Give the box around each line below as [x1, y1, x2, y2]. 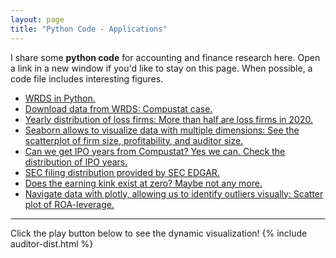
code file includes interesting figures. [10, 72, 164, 85]
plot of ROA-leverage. [24, 198, 115, 210]
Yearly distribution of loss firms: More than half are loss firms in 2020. [24, 113, 313, 125]
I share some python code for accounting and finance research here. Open [10, 51, 321, 63]
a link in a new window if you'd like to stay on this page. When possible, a [10, 62, 313, 74]
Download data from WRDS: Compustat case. [24, 102, 213, 115]
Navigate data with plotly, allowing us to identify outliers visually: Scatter [24, 187, 324, 200]
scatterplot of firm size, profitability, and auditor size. [24, 134, 244, 146]
